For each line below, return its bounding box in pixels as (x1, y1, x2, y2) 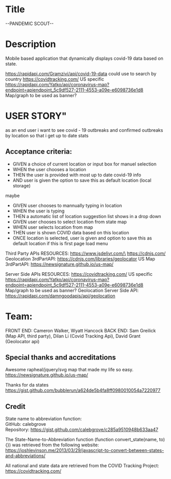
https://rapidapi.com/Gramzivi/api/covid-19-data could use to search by (5, 70, 157, 77)
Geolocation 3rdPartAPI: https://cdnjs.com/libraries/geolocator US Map (5, 255, 155, 261)
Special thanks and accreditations (5, 353, 116, 362)
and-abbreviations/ (5, 453, 46, 459)
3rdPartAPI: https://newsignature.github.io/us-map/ (5, 261, 114, 267)
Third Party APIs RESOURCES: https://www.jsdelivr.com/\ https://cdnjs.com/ (5, 250, 166, 256)
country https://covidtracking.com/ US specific (5, 76, 105, 82)
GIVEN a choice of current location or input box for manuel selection (12, 161, 157, 167)
